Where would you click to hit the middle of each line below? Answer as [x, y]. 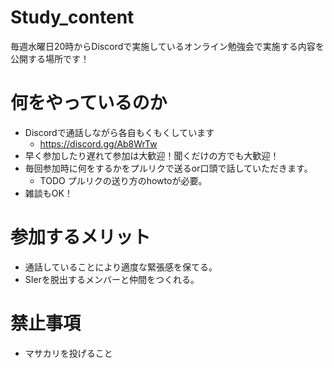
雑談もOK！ [48, 193]
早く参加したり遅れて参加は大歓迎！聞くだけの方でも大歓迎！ [152, 155]
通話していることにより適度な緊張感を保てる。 [121, 267]
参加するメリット [81, 237]
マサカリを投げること [68, 353]
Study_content [72, 17]
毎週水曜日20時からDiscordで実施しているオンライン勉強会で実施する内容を [167, 46]
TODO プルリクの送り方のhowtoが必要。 [123, 180]
